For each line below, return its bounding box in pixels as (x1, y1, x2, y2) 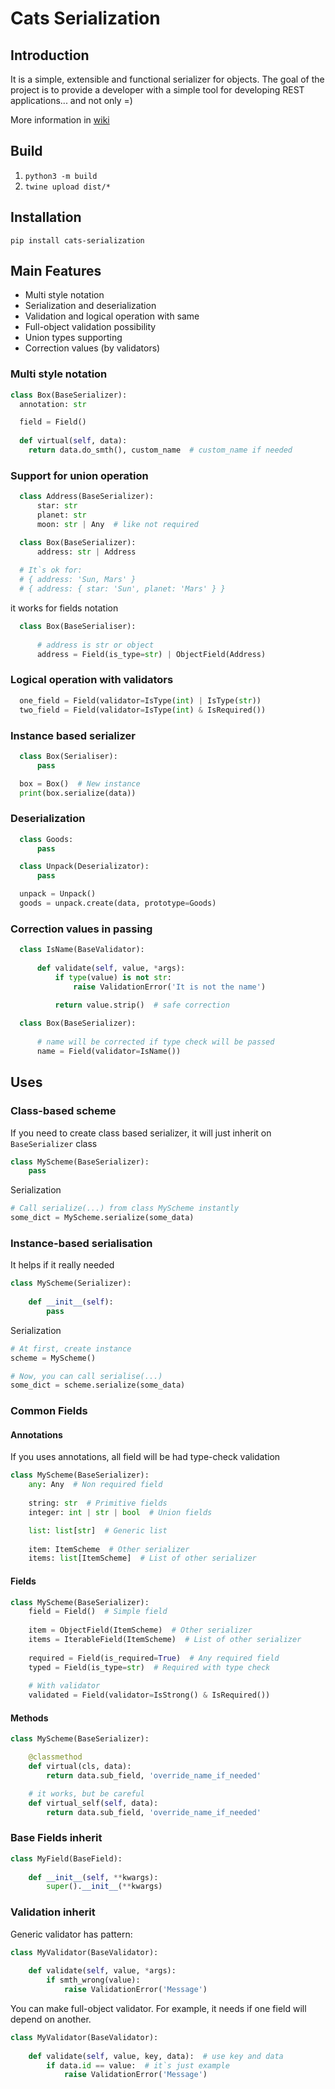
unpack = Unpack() (19, 889, 97, 899)
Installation (10, 209, 82, 226)
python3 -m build (24, 171, 98, 181)
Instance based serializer (10, 728, 136, 742)
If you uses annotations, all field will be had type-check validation (10, 1451, 281, 1463)
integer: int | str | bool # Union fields (28, 1507, 213, 1517)
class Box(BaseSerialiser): (19, 622, 137, 632)
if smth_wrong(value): (46, 1975, 141, 1986)
